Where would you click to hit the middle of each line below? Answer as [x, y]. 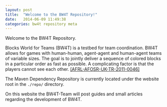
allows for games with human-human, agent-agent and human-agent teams [83, 53]
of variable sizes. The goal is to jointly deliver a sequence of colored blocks [83, 59]
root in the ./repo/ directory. [35, 84]
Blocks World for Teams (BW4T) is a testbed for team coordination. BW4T [81, 48]
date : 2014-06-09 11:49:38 [36, 19]
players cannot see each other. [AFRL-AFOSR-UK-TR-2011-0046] [72, 69]
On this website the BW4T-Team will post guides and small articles [74, 94]
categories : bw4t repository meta [41, 24]
